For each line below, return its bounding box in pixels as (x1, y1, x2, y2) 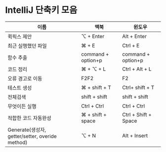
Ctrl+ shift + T (122, 84, 155, 91)
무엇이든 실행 (7, 103, 37, 110)
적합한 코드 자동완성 (7, 114, 52, 121)
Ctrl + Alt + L (122, 65, 152, 72)
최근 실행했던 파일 (7, 42, 47, 49)
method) (7, 139, 28, 146)
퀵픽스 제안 (7, 33, 32, 40)
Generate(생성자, (7, 126, 46, 133)
